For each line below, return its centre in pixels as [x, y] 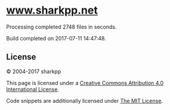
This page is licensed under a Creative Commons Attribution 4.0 [85, 83]
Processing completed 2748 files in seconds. [61, 27]
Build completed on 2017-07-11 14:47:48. [56, 38]
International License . [33, 89]
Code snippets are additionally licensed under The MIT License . [84, 100]
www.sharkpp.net [52, 10]
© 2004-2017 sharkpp [34, 71]
